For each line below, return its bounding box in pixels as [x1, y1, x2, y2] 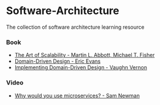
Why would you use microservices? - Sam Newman [14, 92, 140, 99]
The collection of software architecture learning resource [6, 23, 145, 31]
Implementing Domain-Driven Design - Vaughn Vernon [14, 64, 147, 71]
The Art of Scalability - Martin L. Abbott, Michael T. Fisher [14, 52, 155, 59]
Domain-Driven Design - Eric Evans [14, 57, 101, 65]
